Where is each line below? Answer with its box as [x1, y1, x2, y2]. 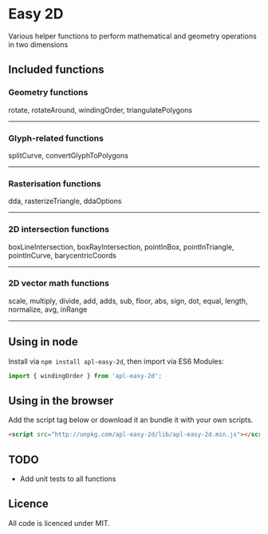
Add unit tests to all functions [19, 474, 116, 484]
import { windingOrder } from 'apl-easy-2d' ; [8, 372, 162, 380]
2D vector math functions [8, 277, 110, 289]
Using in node [8, 335, 78, 349]
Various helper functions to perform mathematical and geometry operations [8, 31, 257, 41]
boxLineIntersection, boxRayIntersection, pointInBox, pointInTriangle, [8, 241, 235, 252]
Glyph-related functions [8, 133, 104, 144]
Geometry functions [8, 87, 89, 98]
